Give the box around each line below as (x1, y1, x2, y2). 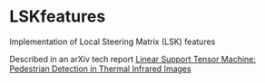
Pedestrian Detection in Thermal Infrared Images (9, 63, 192, 74)
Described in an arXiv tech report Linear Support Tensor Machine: (9, 53, 257, 64)
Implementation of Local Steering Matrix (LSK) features (9, 36, 216, 47)
